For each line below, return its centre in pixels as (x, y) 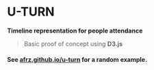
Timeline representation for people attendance (75, 31)
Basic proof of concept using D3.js (73, 43)
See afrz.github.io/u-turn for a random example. (77, 59)
